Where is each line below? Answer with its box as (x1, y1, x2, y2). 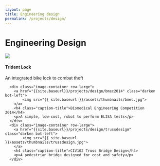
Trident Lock (5, 64, 32, 70)
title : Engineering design (5, 12, 60, 17)
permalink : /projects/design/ (5, 16, 67, 21)
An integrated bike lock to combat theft (5, 75, 84, 81)
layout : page (5, 7, 32, 12)
